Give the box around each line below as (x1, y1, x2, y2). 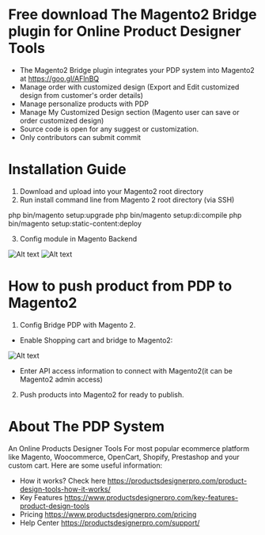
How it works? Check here (19, 476, 106, 485)
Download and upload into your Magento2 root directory (19, 186, 204, 195)
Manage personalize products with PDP (19, 99, 149, 108)
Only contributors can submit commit (19, 132, 141, 142)
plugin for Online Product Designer (8, 22, 241, 40)
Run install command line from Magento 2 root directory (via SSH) (19, 195, 235, 204)
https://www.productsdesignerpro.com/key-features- (64, 492, 239, 502)
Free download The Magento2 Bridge (8, 6, 257, 24)
